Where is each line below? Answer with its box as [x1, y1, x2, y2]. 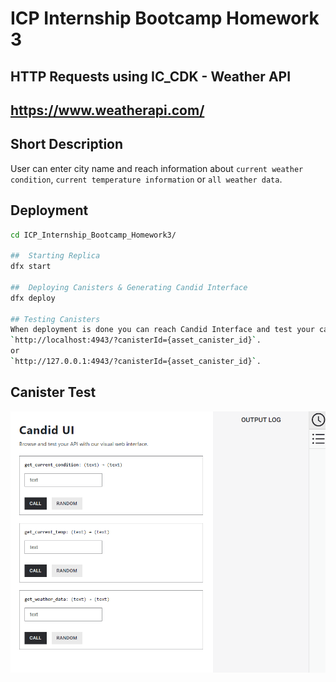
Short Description [10, 136, 124, 153]
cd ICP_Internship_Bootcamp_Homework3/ [10, 230, 177, 240]
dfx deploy [10, 293, 56, 303]
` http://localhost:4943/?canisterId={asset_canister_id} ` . [10, 335, 262, 346]
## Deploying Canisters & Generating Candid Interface [10, 282, 248, 292]
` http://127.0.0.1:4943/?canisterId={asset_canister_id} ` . [10, 357, 262, 367]
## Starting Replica [10, 251, 101, 261]
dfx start [10, 262, 52, 272]
